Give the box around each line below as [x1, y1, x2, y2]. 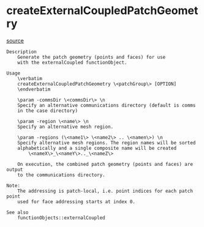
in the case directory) [17, 108, 78, 114]
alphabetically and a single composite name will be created [17, 145, 176, 151]
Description [6, 48, 37, 55]
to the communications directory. [17, 172, 105, 178]
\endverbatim [17, 86, 51, 92]
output [6, 166, 23, 173]
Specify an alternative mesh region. [17, 124, 114, 130]
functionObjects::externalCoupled [17, 215, 105, 221]
